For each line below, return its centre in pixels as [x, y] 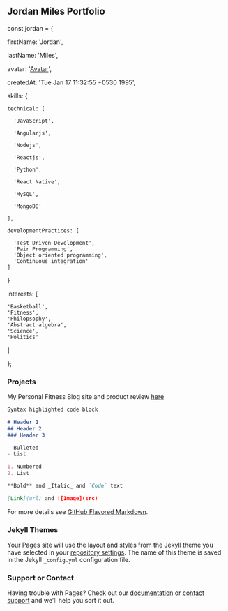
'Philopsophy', [29, 319]
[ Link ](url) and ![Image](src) [53, 498]
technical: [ [26, 108]
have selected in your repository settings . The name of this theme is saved [114, 552]
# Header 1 [23, 422]
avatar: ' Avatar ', [30, 68]
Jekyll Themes [33, 529]
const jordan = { [30, 28]
